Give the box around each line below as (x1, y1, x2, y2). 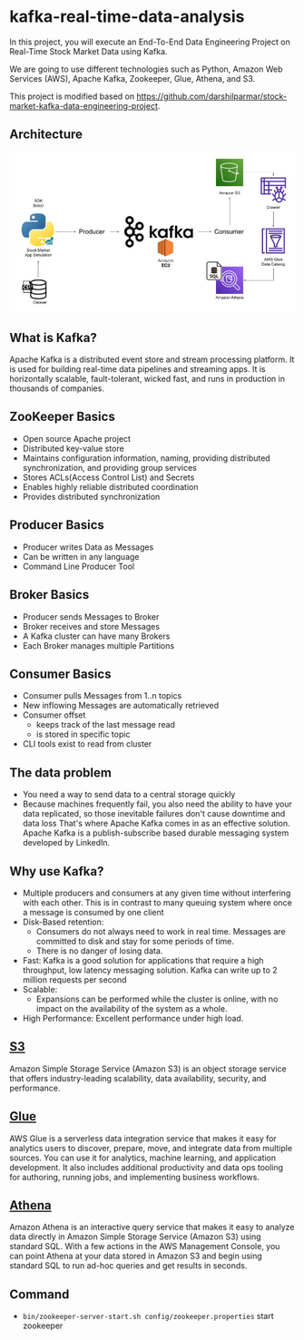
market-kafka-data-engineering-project (9, 100, 159, 111)
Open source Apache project (22, 433, 132, 444)
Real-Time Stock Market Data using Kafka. (9, 45, 168, 56)
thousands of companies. (9, 383, 104, 394)
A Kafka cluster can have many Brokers (22, 631, 171, 641)
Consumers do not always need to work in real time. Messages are (35, 925, 286, 936)
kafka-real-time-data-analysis (9, 6, 245, 27)
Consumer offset (22, 709, 86, 720)
